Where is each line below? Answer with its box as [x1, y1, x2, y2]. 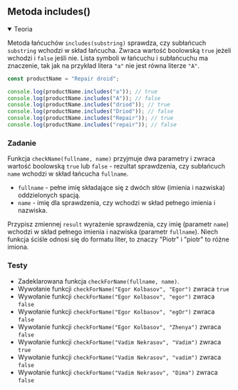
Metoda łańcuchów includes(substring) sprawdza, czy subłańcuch [7, 39, 207, 47]
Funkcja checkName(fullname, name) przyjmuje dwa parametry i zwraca [7, 154, 216, 163]
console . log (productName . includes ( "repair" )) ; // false [7, 121, 177, 129]
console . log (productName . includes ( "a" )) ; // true [7, 88, 158, 95]
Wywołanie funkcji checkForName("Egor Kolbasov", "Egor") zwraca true [17, 284, 229, 293]
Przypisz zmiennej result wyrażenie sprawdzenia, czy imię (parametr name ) [7, 220, 229, 229]
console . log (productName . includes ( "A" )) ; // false [7, 94, 161, 102]
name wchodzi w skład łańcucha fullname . [7, 169, 129, 178]
